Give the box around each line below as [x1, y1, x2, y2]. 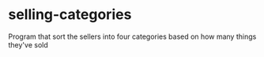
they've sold [8, 40, 49, 49]
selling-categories [8, 6, 132, 24]
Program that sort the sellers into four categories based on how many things [8, 32, 257, 41]
